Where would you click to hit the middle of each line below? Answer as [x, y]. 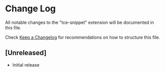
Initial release [26, 65]
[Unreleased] [26, 53]
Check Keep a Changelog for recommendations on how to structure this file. [83, 37]
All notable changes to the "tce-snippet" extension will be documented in [80, 22]
